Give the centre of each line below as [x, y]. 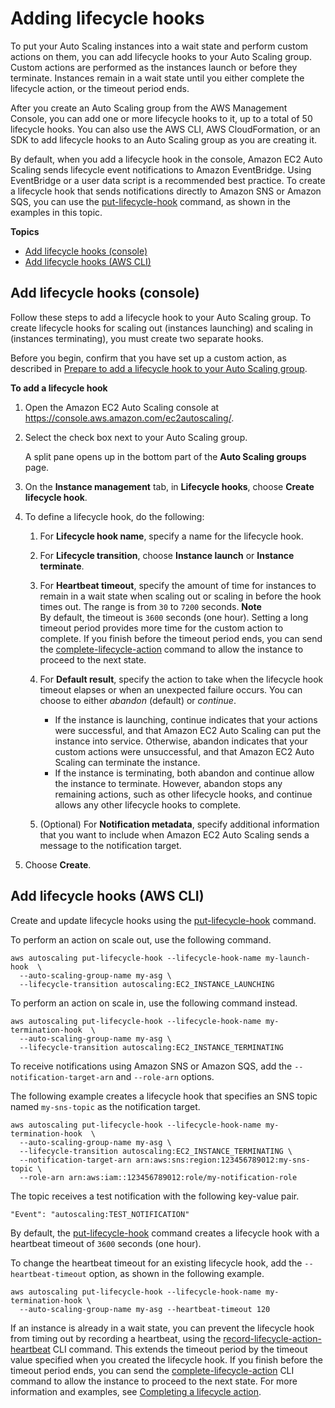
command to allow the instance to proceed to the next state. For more [154, 1381]
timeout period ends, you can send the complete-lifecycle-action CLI [152, 1370]
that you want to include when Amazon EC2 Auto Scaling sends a [174, 834]
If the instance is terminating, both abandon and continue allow [184, 773]
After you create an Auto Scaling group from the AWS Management [149, 108]
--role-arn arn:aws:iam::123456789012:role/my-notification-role [158, 1177]
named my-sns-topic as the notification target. [105, 1106]
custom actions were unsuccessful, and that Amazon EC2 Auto [184, 751]
